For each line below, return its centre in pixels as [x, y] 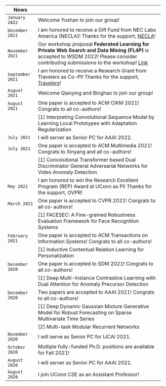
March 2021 [20, 204]
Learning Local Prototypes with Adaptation [87, 123]
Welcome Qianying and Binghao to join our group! [95, 93]
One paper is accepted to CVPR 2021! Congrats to [97, 201]
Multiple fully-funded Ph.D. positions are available [96, 347]
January [17, 18]
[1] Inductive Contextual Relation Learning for [91, 249]
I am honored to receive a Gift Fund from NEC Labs [97, 30]
